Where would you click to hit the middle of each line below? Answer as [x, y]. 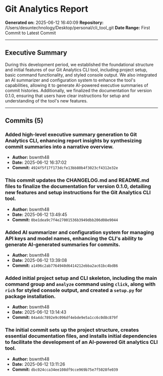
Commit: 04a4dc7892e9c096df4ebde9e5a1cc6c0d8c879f [65, 317]
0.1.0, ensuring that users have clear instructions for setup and [67, 96]
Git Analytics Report [47, 9]
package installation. [30, 296]
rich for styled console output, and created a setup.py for [74, 290]
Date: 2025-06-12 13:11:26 [39, 364]
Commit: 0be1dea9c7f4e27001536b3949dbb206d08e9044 [65, 219]
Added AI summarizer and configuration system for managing [80, 232]
